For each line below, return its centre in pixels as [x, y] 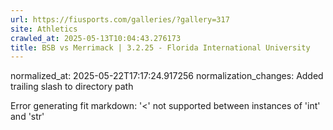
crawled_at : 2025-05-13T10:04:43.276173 [96, 38]
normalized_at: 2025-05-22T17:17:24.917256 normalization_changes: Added [167, 76]
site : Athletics [44, 29]
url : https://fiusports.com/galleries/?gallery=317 [120, 19]
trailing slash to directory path [72, 87]
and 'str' [27, 117]
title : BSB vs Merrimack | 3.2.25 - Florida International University [160, 47]
